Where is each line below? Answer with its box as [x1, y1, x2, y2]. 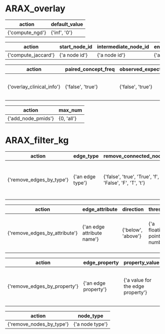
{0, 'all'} [58, 115, 77, 122]
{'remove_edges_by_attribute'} [7, 230, 78, 236]
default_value [51, 21, 83, 28]
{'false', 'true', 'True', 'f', [103, 173, 160, 180]
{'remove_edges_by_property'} [7, 283, 79, 290]
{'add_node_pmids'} [7, 115, 54, 122]
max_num [58, 106, 82, 113]
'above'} [122, 233, 141, 239]
